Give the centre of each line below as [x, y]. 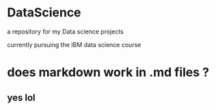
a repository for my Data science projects [66, 31]
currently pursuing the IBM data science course [74, 44]
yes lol [21, 97]
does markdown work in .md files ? [108, 72]
